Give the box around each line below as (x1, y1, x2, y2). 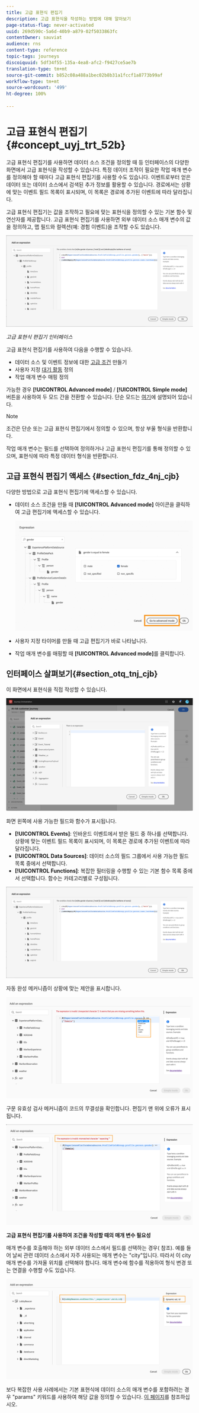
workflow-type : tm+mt (6, 78, 60, 84)
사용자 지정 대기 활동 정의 (14, 365, 74, 373)
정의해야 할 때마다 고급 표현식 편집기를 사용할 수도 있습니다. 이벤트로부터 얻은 (12, 173, 191, 180)
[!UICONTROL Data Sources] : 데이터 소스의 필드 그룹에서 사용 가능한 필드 (14, 852, 190, 860)
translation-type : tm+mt (6, 66, 68, 72)
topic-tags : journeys (6, 53, 60, 59)
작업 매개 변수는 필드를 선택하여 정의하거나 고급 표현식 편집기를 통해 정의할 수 (6, 445, 185, 452)
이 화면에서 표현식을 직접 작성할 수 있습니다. (6, 686, 108, 693)
